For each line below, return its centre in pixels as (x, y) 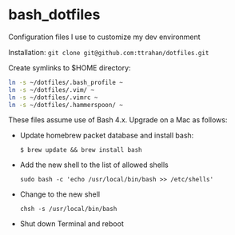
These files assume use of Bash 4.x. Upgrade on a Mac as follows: (118, 120)
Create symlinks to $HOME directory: (70, 68)
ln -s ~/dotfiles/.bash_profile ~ (66, 82)
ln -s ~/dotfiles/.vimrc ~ (53, 98)
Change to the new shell (60, 194)
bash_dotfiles (54, 15)
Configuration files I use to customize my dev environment (105, 37)
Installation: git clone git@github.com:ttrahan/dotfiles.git (109, 52)
